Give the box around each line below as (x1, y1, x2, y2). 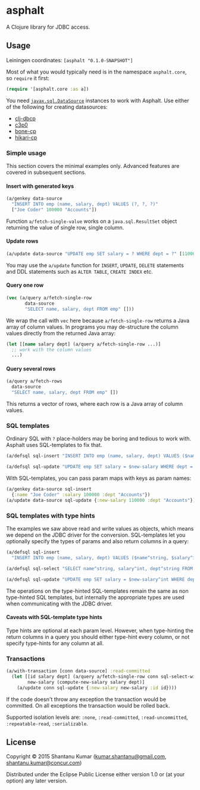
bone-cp (14, 127, 37, 134)
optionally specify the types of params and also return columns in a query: (6, 538, 189, 545)
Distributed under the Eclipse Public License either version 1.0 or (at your (6, 771, 185, 778)
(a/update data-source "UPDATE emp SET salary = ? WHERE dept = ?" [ (6, 250, 183, 257)
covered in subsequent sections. (6, 169, 86, 176)
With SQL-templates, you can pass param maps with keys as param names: (6, 474, 192, 482)
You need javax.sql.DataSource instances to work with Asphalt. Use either (6, 97, 189, 104)
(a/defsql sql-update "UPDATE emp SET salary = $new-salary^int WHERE (6, 576, 185, 583)
